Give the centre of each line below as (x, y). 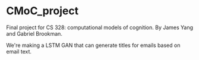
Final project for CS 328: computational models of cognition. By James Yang (100, 27)
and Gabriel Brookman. (34, 33)
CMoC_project (42, 11)
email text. (19, 51)
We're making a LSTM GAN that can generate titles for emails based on (93, 45)
